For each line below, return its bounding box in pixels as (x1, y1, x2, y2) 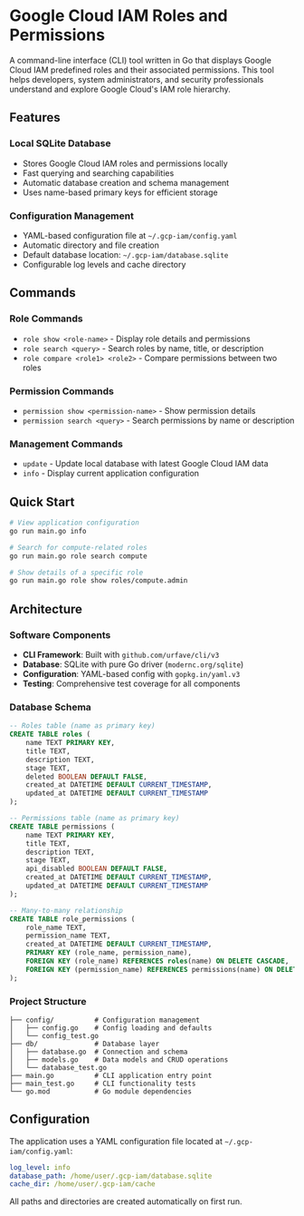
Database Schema (9, 701, 92, 713)
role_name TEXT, (25, 923, 88, 932)
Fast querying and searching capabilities (22, 167, 175, 178)
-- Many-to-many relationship (9, 906, 124, 915)
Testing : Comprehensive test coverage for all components (22, 678, 241, 689)
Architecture (9, 601, 83, 617)
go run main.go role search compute (9, 551, 147, 561)
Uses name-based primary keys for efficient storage (22, 187, 219, 198)
